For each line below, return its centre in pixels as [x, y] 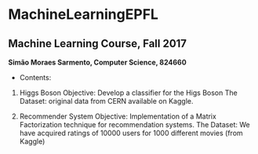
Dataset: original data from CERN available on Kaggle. [106, 101]
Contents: [35, 77]
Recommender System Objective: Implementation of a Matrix [118, 116]
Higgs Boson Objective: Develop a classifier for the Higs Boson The [128, 93]
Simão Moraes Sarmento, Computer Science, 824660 [97, 62]
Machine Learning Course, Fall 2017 [97, 44]
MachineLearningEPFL [84, 15]
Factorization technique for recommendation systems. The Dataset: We [134, 125]
